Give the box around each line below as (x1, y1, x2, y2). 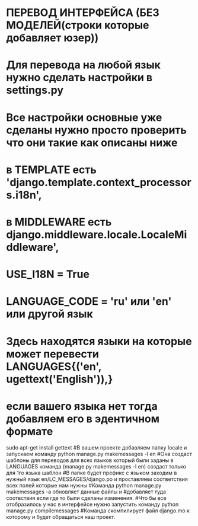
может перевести (6, 347, 99, 361)
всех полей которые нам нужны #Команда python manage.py (6, 482, 162, 489)
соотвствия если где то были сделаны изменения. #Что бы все (6, 495, 167, 502)
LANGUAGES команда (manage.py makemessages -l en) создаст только (6, 463, 187, 470)
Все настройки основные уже (6, 110, 162, 124)
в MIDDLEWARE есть (6, 215, 112, 228)
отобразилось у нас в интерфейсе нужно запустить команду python (6, 501, 179, 508)
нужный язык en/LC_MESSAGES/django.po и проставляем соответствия (6, 476, 189, 483)
